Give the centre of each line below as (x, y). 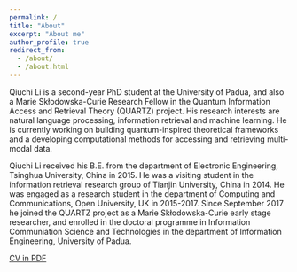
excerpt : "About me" (47, 34)
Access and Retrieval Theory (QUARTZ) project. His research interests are (145, 111)
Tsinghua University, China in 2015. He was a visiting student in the (132, 175)
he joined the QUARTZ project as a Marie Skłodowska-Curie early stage (141, 213)
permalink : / (33, 17)
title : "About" (37, 26)
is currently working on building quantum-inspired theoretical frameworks (144, 129)
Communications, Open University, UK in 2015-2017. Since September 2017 (146, 203)
